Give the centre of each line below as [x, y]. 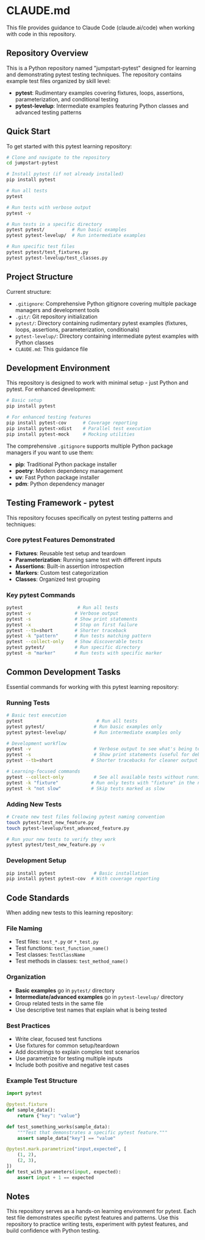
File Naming [24, 928]
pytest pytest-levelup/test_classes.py [57, 258]
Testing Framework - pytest [60, 503]
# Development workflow [37, 743]
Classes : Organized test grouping [58, 579]
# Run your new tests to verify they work [61, 839]
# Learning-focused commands [43, 771]
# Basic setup [24, 401]
